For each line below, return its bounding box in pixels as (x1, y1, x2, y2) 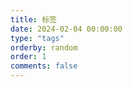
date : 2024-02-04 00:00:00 (10, 24, 123, 34)
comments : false (10, 61, 78, 71)
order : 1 (10, 52, 47, 62)
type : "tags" (10, 33, 65, 43)
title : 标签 (10, 14, 57, 25)
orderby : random (10, 42, 78, 53)
